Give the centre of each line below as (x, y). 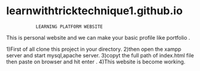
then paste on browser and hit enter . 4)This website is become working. (96, 62)
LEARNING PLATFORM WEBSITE (69, 27)
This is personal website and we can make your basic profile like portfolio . (98, 37)
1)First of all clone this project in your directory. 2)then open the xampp (94, 49)
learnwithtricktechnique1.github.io (95, 11)
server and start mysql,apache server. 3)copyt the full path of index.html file (100, 55)
